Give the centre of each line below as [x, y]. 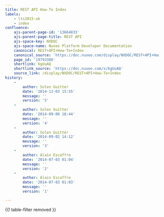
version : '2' [36, 169]
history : [14, 78]
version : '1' [36, 191]
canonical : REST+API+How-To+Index [49, 50]
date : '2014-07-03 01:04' [49, 159]
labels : [13, 14]
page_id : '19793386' [35, 60]
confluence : [17, 28]
